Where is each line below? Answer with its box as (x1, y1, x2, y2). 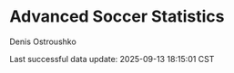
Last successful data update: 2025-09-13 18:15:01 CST (9, 53, 215, 64)
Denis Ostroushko (9, 36, 77, 47)
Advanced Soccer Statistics (9, 6, 225, 27)
